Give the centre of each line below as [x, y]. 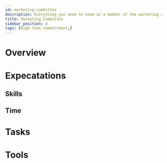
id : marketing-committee [31, 10]
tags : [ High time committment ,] [39, 28]
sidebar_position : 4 [27, 24]
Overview [26, 53]
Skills [14, 94]
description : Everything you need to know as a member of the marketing [82, 14]
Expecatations [36, 76]
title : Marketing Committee [34, 19]
